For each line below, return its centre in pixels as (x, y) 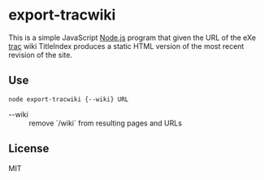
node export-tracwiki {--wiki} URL (69, 99)
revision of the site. (41, 55)
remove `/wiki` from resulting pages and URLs (106, 123)
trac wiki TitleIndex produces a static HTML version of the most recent (126, 46)
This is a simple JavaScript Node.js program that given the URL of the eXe (132, 37)
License (29, 149)
